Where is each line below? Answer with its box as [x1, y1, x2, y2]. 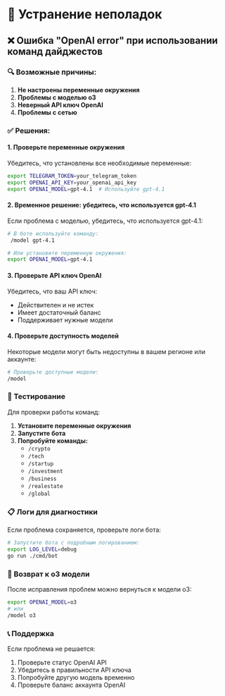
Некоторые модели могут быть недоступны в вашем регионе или [7, 347, 206, 355]
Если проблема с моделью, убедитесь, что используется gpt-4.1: [7, 216, 203, 225]
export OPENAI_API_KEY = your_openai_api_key [7, 179, 137, 186]
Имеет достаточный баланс [17, 308, 101, 317]
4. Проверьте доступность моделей [7, 331, 120, 341]
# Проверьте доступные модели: [7, 368, 99, 376]
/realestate [27, 482, 63, 489]
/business [27, 475, 58, 482]
